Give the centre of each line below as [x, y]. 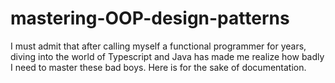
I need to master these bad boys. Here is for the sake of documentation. [158, 67]
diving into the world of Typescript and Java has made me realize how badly [167, 56]
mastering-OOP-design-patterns [150, 18]
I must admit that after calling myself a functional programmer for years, [158, 46]
